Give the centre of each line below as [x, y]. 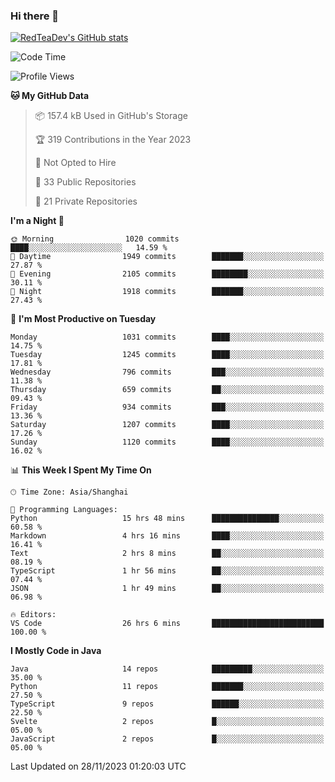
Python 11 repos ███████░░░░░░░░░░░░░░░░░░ [167, 687]
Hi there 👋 [35, 16]
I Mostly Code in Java [56, 651]
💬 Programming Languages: [64, 510]
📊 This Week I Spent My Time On [81, 470]
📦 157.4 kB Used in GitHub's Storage [111, 116]
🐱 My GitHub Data [50, 96]
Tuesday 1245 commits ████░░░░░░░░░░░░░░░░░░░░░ [167, 355]
